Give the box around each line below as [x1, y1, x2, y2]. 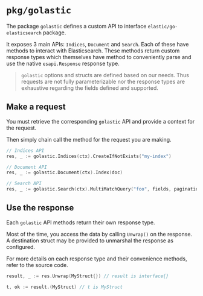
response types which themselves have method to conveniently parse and [6, 53, 192, 60]
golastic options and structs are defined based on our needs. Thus [21, 71, 189, 78]
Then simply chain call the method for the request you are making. [6, 136, 172, 143]
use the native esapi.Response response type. [6, 60, 120, 67]
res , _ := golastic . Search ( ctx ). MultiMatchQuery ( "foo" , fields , [6, 186, 172, 192]
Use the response [6, 203, 74, 213]
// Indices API [6, 147, 45, 154]
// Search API [6, 180, 42, 187]
